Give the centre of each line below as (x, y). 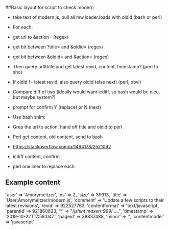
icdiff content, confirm (36, 157)
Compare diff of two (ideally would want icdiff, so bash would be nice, (86, 92)
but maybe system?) (34, 97)
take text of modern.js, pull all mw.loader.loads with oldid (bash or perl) (87, 17)
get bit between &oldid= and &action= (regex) (61, 57)
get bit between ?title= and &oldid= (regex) (58, 47)
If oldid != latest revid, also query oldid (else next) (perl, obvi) (77, 82)
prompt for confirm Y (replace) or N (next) (57, 107)
